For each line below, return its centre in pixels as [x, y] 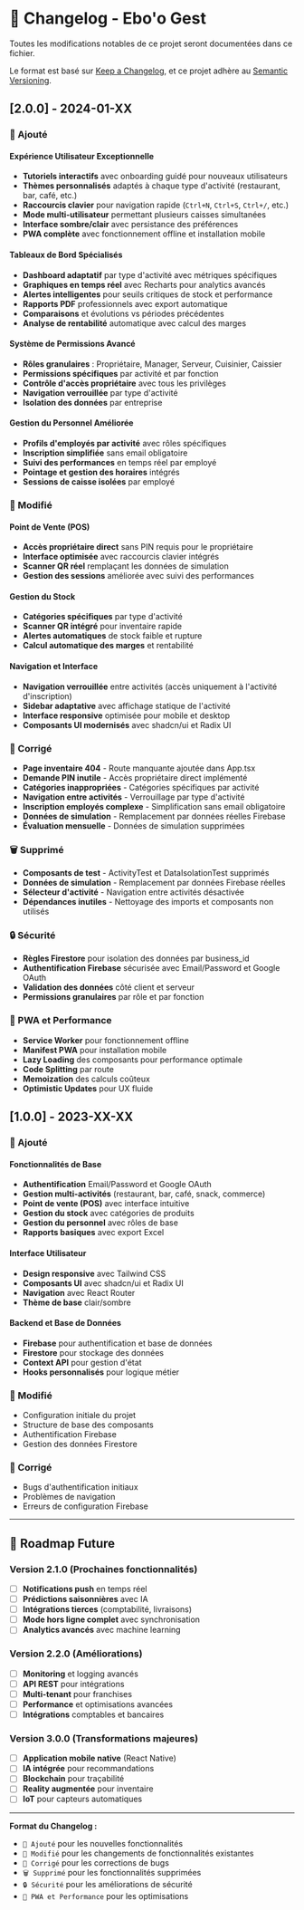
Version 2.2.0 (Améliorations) [76, 1654]
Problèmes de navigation [69, 1497]
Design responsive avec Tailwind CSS [94, 1273]
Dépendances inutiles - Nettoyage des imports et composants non [148, 902]
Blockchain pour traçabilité [73, 1779]
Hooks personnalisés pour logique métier [101, 1372]
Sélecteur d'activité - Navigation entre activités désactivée [133, 892]
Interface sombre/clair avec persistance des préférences [130, 225]
